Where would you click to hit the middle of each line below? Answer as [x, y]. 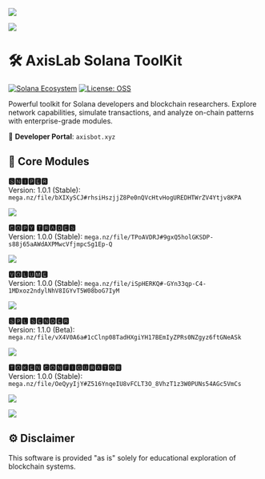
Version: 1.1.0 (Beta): [42, 329]
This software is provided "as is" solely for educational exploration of [122, 457]
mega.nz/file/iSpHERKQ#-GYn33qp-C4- [145, 284]
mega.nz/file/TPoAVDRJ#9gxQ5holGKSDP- [149, 237]
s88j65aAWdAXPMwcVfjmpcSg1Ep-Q [60, 244]
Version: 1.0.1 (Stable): [44, 190]
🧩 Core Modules [49, 161]
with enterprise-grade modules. [61, 121]
